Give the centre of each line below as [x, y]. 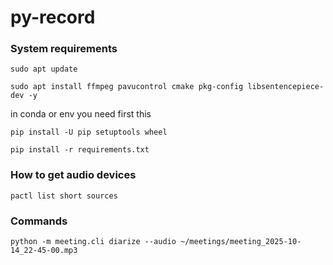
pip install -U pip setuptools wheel [89, 132]
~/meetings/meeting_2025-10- [241, 242]
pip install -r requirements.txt [80, 150]
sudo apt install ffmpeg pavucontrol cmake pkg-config [127, 87]
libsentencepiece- [286, 87]
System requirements [64, 49]
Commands [39, 221]
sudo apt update [44, 69]
